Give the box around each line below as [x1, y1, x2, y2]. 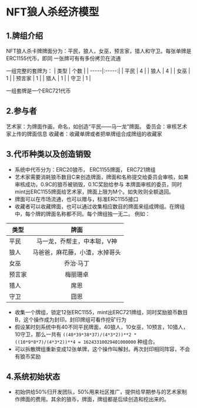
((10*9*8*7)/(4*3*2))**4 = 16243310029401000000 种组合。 [14, 338, 159, 345]
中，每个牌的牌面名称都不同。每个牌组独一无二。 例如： [14, 210, 151, 217]
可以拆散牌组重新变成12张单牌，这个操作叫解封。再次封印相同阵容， [14, 346, 181, 353]
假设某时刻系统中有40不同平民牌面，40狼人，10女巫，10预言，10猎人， [14, 323, 189, 330]
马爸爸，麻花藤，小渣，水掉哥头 [32, 248, 122, 256]
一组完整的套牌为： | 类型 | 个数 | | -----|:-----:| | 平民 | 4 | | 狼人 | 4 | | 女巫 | [6, 67, 191, 74]
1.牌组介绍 [6, 31, 44, 41]
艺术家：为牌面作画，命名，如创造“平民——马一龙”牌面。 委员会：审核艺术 [6, 123, 188, 130]
